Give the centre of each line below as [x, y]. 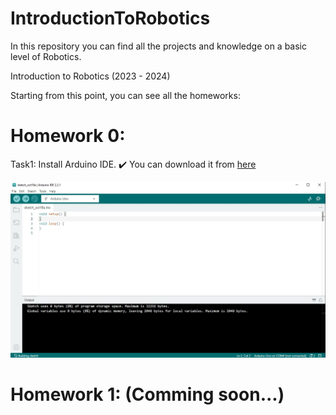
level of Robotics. [46, 56]
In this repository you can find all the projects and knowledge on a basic [159, 46]
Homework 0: [68, 136]
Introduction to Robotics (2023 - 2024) [90, 76]
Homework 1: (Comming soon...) [147, 394]
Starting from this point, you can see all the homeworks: [125, 95]
